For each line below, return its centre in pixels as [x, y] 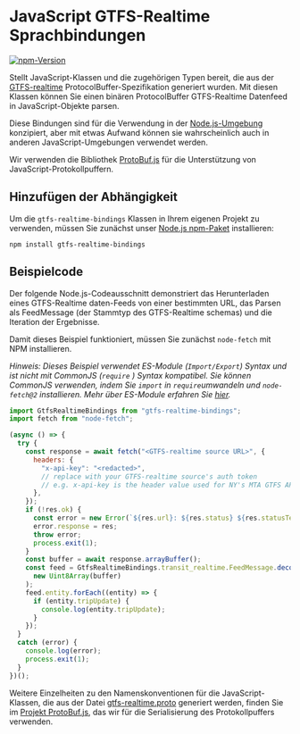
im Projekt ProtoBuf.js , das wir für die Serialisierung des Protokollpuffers [142, 712]
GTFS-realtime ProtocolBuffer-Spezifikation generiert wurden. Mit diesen [144, 87]
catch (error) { [47, 643]
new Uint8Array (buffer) [77, 576]
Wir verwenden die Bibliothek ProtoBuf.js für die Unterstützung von [133, 159]
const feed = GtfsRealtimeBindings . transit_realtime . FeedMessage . [151, 568]
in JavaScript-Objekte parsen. [64, 105]
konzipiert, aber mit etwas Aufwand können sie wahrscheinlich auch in [139, 132]
